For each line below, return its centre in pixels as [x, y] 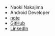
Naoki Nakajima [26, 7]
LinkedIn [19, 28]
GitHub [18, 23]
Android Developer [30, 12]
